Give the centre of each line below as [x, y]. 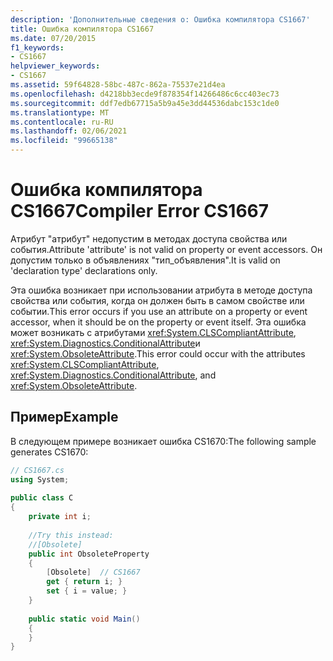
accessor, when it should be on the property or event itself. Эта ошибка [158, 322]
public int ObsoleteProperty [89, 554]
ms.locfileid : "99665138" [64, 141]
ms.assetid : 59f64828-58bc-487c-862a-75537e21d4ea [118, 85]
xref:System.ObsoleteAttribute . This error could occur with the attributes [158, 353]
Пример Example [64, 417]
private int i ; [60, 517]
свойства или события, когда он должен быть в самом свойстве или [157, 300]
